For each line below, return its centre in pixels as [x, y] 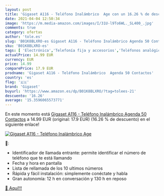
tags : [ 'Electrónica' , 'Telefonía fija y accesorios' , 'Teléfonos [73, 50]
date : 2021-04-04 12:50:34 [32, 19]
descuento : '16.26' [25, 96]
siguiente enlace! [22, 124]
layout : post [18, 10]
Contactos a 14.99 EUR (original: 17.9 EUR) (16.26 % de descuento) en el [78, 119]
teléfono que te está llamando [42, 158]
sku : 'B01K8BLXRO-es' [27, 46]
